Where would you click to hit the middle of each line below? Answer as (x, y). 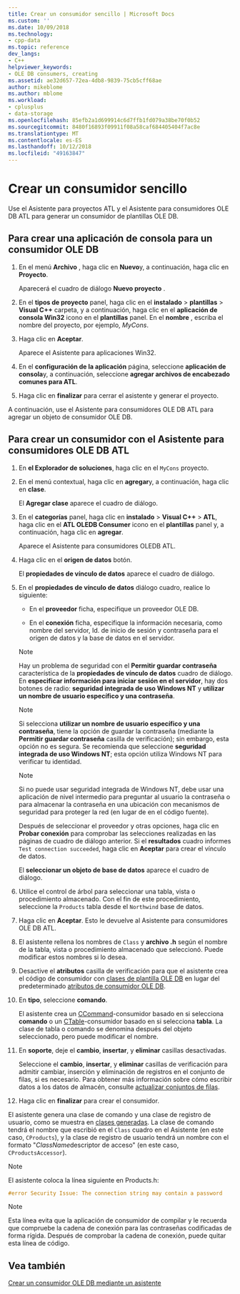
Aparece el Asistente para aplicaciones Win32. (87, 352)
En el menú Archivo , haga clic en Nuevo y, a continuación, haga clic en (124, 267)
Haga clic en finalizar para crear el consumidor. (89, 1100)
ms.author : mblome (35, 94)
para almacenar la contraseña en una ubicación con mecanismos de (119, 804)
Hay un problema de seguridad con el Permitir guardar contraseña (117, 666)
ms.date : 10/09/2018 (39, 27)
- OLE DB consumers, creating (53, 74)
